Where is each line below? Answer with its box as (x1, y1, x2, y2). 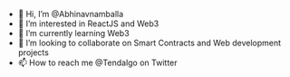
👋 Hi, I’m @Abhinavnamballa (17, 9, 124, 19)
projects (17, 47, 50, 58)
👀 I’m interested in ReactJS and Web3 (17, 18, 159, 29)
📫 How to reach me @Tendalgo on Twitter (17, 57, 179, 68)
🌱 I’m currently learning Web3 (17, 28, 130, 38)
